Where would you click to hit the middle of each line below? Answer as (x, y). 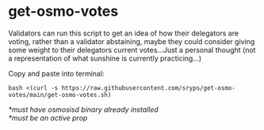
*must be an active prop (48, 117)
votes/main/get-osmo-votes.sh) (60, 95)
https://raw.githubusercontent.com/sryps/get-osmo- (149, 88)
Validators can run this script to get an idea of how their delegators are (124, 33)
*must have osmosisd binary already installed (83, 110)
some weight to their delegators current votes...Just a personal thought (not (132, 50)
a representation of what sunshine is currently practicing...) (105, 58)
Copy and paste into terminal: (56, 73)
